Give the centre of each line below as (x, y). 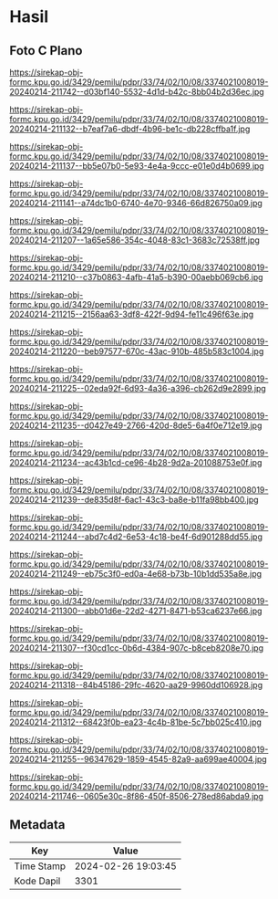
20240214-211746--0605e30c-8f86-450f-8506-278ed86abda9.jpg (137, 796)
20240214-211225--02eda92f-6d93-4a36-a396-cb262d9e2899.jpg (138, 388)
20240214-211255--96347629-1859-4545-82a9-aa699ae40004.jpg (138, 759)
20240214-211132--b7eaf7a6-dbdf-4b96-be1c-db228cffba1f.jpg (130, 129)
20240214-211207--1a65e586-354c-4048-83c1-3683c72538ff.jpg (134, 240)
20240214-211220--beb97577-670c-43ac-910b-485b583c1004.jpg (137, 351)
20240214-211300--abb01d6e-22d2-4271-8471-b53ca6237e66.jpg (136, 611)
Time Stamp (40, 866)
